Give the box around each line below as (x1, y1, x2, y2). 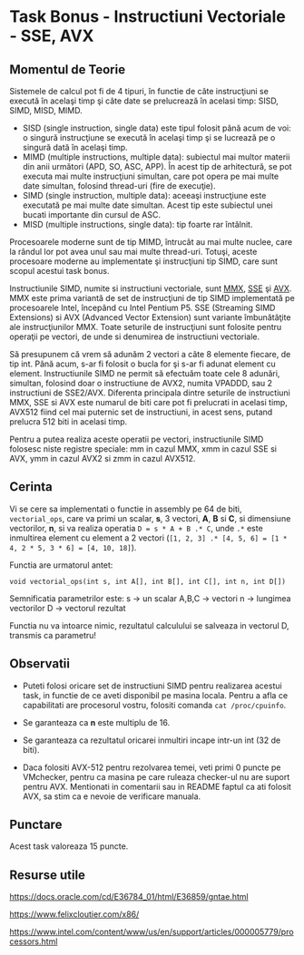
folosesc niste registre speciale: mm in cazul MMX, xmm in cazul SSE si (9, 443, 277, 454)
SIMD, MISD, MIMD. (9, 105, 83, 115)
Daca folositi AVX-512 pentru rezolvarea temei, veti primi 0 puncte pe (22, 762, 281, 773)
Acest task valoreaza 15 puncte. (9, 841, 129, 852)
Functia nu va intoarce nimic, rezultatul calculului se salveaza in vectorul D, (9, 619, 289, 631)
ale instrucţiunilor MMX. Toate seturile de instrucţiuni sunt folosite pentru (9, 322, 282, 332)
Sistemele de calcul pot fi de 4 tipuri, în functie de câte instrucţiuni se (9, 86, 270, 96)
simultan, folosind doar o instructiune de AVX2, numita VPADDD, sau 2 (9, 378, 273, 388)
